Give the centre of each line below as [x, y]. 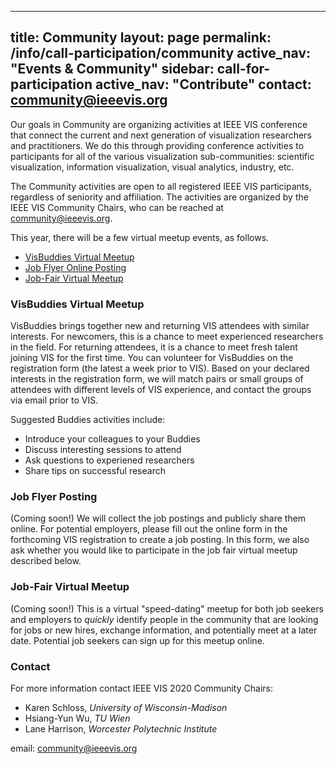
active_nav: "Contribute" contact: [203, 84]
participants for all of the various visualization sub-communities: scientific [162, 156]
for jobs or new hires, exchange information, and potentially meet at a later [164, 630]
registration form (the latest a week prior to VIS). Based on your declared [160, 368]
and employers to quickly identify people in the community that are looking [164, 619]
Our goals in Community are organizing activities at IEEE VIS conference [159, 124]
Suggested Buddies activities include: [88, 420]
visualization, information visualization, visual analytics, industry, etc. [152, 167]
